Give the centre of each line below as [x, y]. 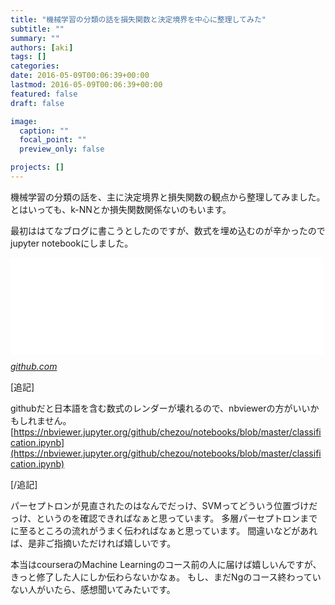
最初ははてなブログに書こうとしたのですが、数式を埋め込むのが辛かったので [168, 230]
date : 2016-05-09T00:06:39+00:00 [80, 76]
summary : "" [35, 38]
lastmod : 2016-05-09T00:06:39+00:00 [86, 85]
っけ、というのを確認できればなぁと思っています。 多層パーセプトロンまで [164, 518]
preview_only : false [62, 149]
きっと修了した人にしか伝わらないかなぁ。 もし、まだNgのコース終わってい [166, 577]
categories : [35, 66]
